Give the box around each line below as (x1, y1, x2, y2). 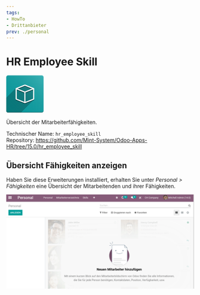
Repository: (6, 136, 35, 144)
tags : (6, 10, 20, 16)
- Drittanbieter (6, 22, 47, 28)
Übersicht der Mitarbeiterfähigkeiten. (6, 118, 97, 126)
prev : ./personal (6, 29, 50, 35)
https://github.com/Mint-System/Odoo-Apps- (35, 136, 147, 144)
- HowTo (6, 16, 26, 22)
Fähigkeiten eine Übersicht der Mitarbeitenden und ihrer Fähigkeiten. (6, 183, 176, 190)
